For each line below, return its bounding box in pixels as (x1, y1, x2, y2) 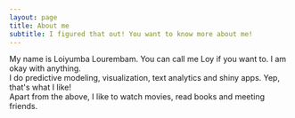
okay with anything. (9, 63, 82, 74)
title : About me (9, 21, 70, 30)
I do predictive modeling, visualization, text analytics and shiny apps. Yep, (9, 73, 281, 83)
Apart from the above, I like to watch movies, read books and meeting (9, 91, 266, 102)
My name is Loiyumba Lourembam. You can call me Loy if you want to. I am (9, 54, 287, 65)
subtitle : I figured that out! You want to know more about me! (9, 29, 253, 38)
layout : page (9, 12, 58, 22)
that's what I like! (9, 82, 71, 93)
